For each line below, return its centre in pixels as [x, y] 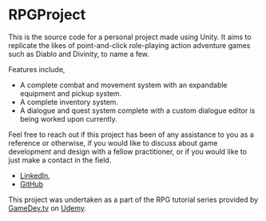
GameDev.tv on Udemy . [47, 208]
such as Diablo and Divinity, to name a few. [79, 54]
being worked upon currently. [68, 119]
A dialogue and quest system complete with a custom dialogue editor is [137, 110]
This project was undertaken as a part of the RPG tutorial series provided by [133, 199]
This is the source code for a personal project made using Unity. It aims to [130, 37]
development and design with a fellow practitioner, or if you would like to [128, 151]
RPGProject [47, 15]
